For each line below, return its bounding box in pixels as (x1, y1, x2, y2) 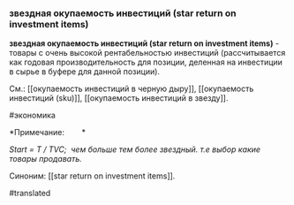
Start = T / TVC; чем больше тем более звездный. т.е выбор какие (9, 144, 261, 155)
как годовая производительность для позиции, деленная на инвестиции (9, 57, 283, 68)
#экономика (9, 110, 56, 121)
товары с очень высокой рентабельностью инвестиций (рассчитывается (9, 48, 286, 58)
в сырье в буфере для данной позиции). (9, 66, 161, 77)
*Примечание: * (9, 127, 87, 138)
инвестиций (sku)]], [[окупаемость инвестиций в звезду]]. (9, 93, 229, 103)
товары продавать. (9, 154, 82, 164)
